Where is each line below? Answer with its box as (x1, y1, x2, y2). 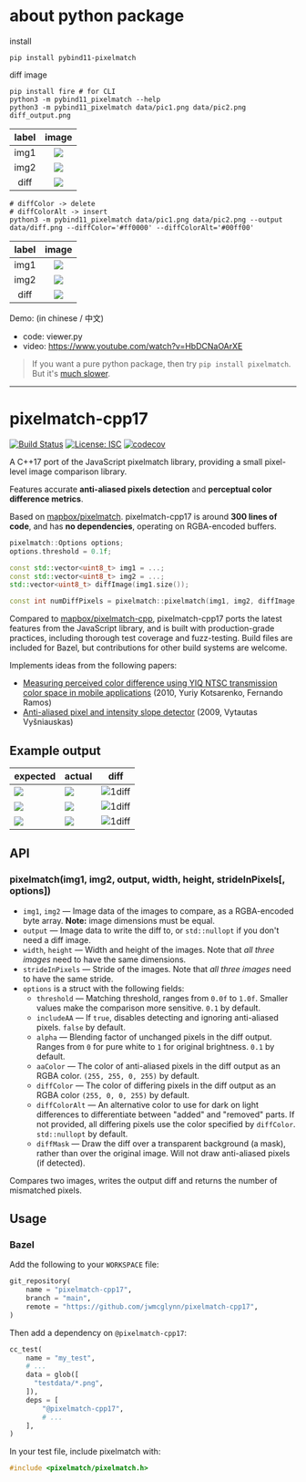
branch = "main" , (25, 1294, 92, 1303)
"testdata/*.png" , (33, 1379, 104, 1388)
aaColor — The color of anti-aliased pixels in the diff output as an (36, 1060, 280, 1072)
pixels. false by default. (36, 1021, 126, 1032)
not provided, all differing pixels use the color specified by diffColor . (36, 1118, 296, 1129)
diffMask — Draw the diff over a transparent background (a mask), (36, 1137, 287, 1149)
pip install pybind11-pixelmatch (9, 53, 137, 62)
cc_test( (9, 1344, 43, 1354)
